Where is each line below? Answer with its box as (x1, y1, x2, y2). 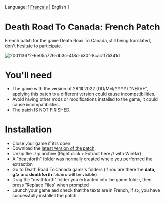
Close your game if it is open (12, 140, 71, 146)
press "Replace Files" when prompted (12, 182, 89, 188)
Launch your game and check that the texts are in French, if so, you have (12, 187, 160, 193)
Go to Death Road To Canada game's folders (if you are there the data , (12, 166, 156, 172)
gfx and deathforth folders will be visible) (12, 172, 97, 177)
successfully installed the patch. (12, 192, 78, 198)
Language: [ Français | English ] (5, 4, 69, 10)
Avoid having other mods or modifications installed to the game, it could (12, 96, 158, 102)
